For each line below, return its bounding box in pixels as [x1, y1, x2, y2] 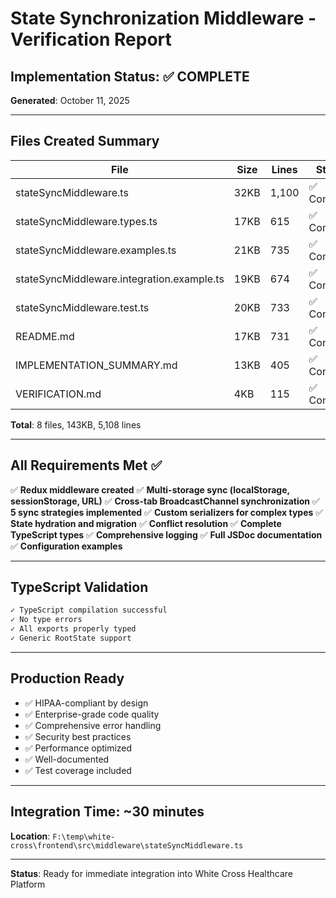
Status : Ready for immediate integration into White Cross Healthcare [10, 867, 293, 879]
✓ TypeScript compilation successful [10, 605, 168, 616]
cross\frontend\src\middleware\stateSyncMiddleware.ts [10, 840, 244, 851]
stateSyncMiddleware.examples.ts [15, 243, 177, 257]
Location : [10, 830, 51, 842]
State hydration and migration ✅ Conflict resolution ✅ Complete [10, 517, 282, 529]
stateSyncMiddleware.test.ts [15, 300, 150, 314]
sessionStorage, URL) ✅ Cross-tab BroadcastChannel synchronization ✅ [10, 495, 320, 507]
